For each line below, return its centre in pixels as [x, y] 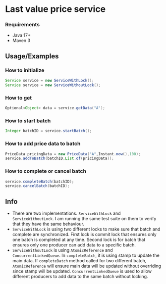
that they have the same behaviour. [48, 224]
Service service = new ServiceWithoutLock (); [53, 85]
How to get [19, 97]
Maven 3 [21, 41]
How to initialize [25, 70]
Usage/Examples [32, 56]
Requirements [23, 25]
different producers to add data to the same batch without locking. [80, 277]
